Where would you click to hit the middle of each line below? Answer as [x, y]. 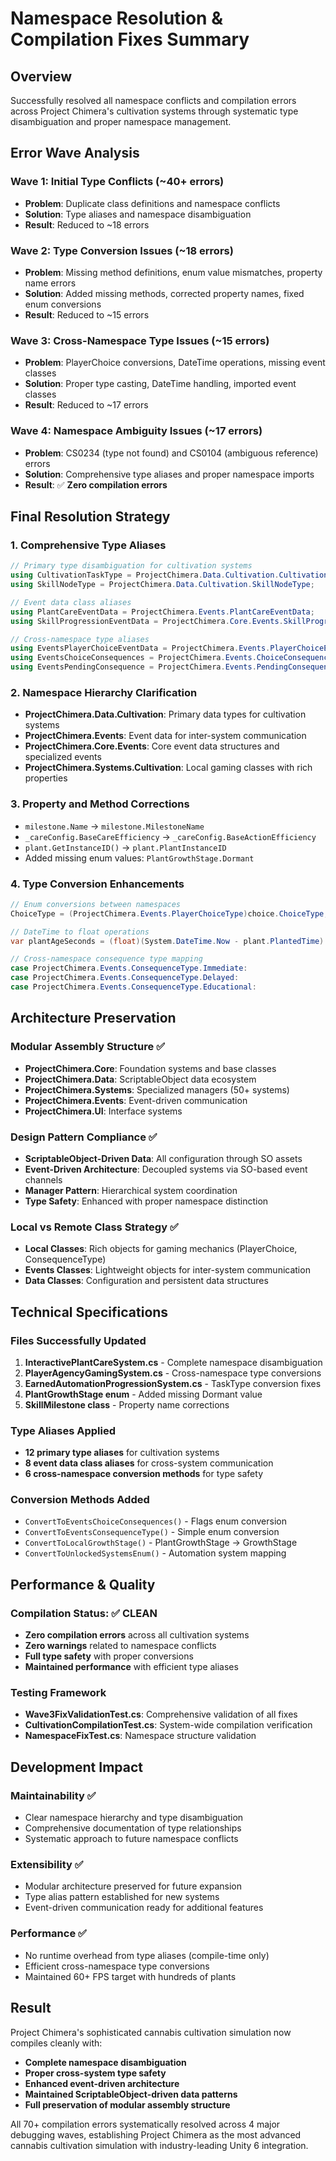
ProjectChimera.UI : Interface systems [103, 1111]
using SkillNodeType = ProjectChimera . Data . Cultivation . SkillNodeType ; [162, 585]
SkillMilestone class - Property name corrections [127, 1404]
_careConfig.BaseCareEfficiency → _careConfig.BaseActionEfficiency [170, 836]
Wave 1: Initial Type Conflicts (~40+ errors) [117, 182]
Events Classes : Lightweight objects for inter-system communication [167, 1270]
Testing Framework [58, 1693]
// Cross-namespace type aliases [80, 639]
